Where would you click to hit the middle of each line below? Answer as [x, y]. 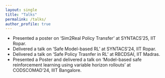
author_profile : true [28, 24]
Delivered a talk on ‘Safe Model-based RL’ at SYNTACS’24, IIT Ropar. [84, 49]
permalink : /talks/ [26, 19]
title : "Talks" [21, 15]
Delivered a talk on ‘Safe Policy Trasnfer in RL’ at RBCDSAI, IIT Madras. [86, 54]
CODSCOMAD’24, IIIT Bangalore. [47, 70]
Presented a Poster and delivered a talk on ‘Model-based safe [77, 60]
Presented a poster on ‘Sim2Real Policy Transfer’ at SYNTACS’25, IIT [84, 38]
